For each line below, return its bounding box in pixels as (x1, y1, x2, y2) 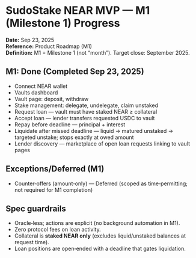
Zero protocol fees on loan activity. (14, 226, 101, 233)
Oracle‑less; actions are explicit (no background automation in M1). (14, 220, 180, 227)
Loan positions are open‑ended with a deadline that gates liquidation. (14, 245, 186, 253)
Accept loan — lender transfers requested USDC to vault (14, 114, 155, 121)
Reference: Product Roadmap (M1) (5, 43, 93, 50)
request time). (14, 239, 49, 246)
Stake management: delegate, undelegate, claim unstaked (14, 102, 159, 109)
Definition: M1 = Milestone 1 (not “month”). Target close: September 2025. (5, 49, 190, 56)
